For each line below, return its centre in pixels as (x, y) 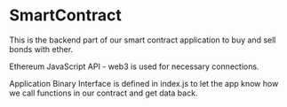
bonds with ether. (41, 49)
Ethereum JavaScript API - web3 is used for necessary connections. (134, 66)
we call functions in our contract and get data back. (104, 93)
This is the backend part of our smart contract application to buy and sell (143, 40)
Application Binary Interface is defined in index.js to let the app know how (144, 83)
